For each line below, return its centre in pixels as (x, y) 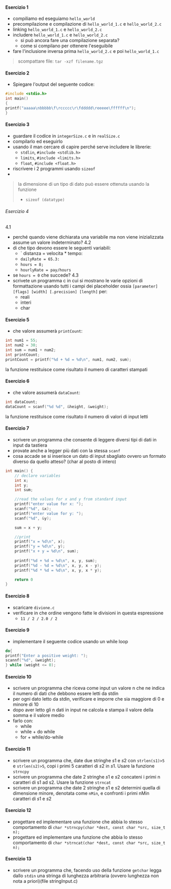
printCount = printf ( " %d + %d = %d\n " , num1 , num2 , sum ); (68, 359)
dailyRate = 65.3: (40, 259)
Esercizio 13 (18, 859)
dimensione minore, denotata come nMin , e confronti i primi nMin (81, 793)
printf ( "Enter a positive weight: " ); (47, 655)
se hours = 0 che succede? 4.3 (46, 275)
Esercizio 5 (17, 320)
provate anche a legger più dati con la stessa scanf (66, 450)
